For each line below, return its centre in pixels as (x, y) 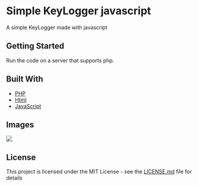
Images (20, 124)
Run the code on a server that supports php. (60, 60)
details (14, 178)
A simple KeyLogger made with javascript (57, 27)
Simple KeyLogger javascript (79, 11)
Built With (25, 79)
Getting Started (35, 46)
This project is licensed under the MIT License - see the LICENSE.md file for (99, 172)
